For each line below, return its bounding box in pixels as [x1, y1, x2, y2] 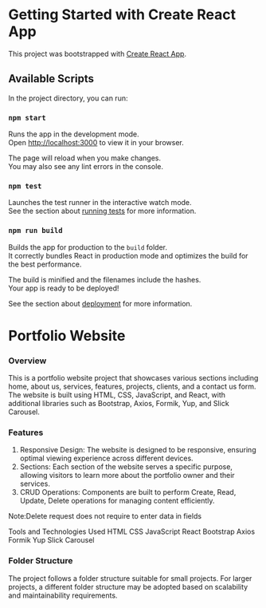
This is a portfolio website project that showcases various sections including [8, 373, 259, 383]
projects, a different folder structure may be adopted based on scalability [8, 582, 248, 591]
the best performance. [8, 259, 82, 269]
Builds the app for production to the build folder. [8, 242, 168, 252]
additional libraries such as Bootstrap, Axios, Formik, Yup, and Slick [8, 399, 229, 409]
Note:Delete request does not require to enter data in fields [8, 511, 201, 521]
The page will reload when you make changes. [8, 153, 162, 163]
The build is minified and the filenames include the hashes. [8, 274, 201, 284]
